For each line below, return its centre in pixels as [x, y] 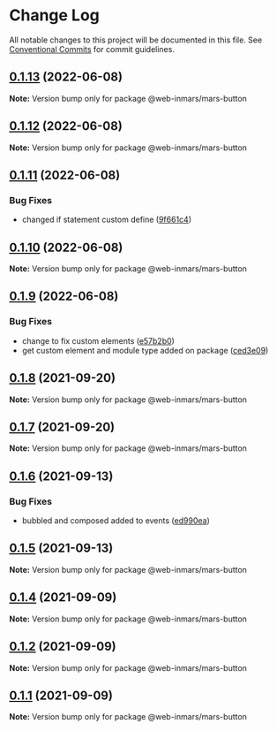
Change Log [54, 15]
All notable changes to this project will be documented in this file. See [136, 40]
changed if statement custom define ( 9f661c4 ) [107, 220]
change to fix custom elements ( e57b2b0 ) [98, 340]
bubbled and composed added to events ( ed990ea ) [116, 521]
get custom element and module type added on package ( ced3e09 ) [145, 350]
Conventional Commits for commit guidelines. [92, 49]
